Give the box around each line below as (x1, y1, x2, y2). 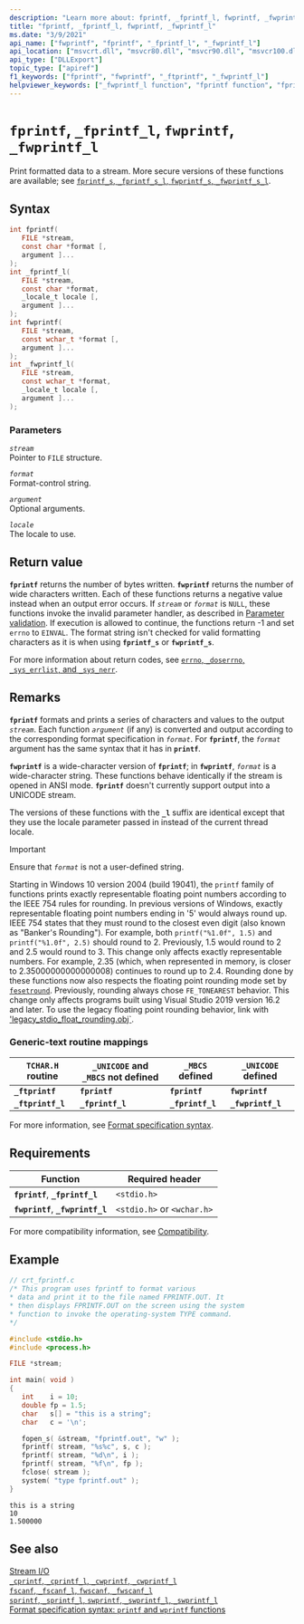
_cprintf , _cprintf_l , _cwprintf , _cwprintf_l (9, 1575, 178, 1586)
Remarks (9, 690, 62, 706)
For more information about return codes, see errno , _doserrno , (9, 654, 245, 665)
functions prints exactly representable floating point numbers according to (9, 889, 287, 899)
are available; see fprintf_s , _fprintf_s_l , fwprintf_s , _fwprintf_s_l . (9, 175, 271, 186)
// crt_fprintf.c (9, 1276, 75, 1285)
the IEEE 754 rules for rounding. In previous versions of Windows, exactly (9, 898, 283, 908)
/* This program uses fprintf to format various (9, 1284, 196, 1293)
